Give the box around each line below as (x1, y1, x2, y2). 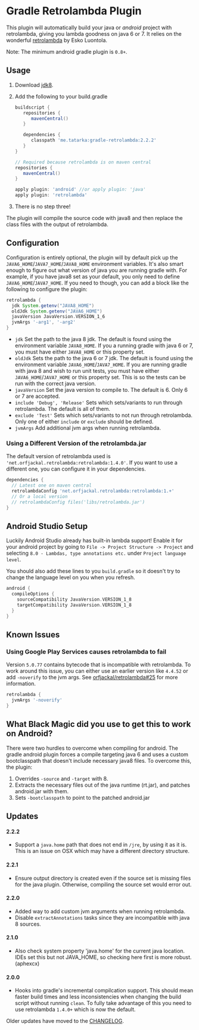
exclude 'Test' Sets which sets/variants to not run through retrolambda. (14, 412, 192, 419)
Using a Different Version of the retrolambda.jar (6, 439, 147, 447)
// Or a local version (11, 493, 68, 499)
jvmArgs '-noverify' (11, 697, 63, 703)
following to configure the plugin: (6, 285, 88, 293)
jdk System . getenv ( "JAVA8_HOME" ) (11, 302, 95, 308)
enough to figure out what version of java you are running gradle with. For (6, 267, 188, 274)
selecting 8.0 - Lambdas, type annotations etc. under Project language (6, 550, 186, 557)
